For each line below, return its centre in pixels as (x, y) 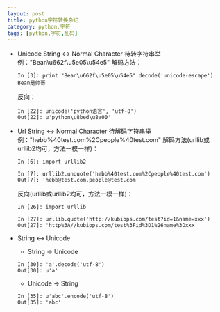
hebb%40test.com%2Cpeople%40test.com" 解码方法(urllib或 (121, 140)
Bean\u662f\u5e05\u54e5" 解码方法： (87, 63)
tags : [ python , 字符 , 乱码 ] (43, 33)
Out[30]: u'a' (37, 271)
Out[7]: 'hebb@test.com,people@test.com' (78, 180)
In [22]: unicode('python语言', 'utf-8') (77, 111)
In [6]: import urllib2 (52, 162)
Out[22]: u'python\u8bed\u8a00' (64, 118)
